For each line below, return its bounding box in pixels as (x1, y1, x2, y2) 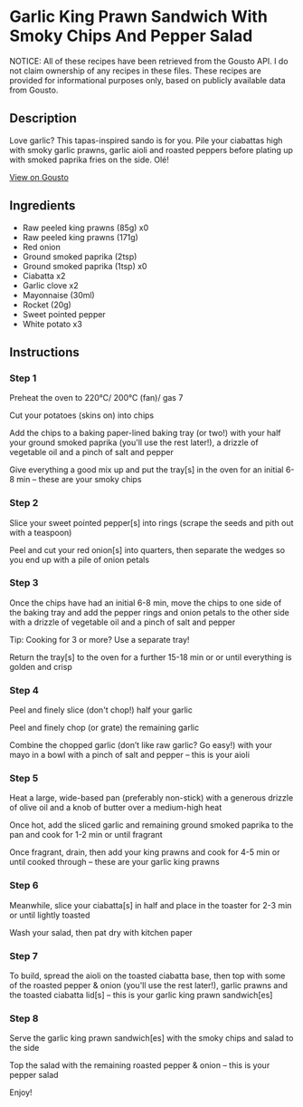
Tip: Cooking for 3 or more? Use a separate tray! (9, 634, 190, 645)
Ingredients (9, 198, 76, 214)
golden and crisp (9, 661, 72, 672)
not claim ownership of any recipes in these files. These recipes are (9, 65, 262, 76)
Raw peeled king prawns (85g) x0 (22, 222, 149, 233)
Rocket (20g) (22, 299, 72, 310)
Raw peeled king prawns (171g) (22, 231, 138, 242)
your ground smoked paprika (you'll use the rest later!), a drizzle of (9, 437, 260, 448)
